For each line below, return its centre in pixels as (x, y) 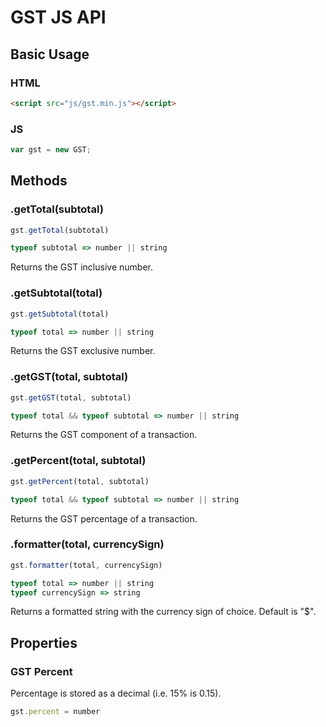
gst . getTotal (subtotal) (60, 230)
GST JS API (58, 17)
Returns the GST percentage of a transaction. (104, 518)
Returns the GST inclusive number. (81, 267)
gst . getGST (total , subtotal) (71, 397)
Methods (39, 181)
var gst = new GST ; (51, 150)
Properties (44, 642)
